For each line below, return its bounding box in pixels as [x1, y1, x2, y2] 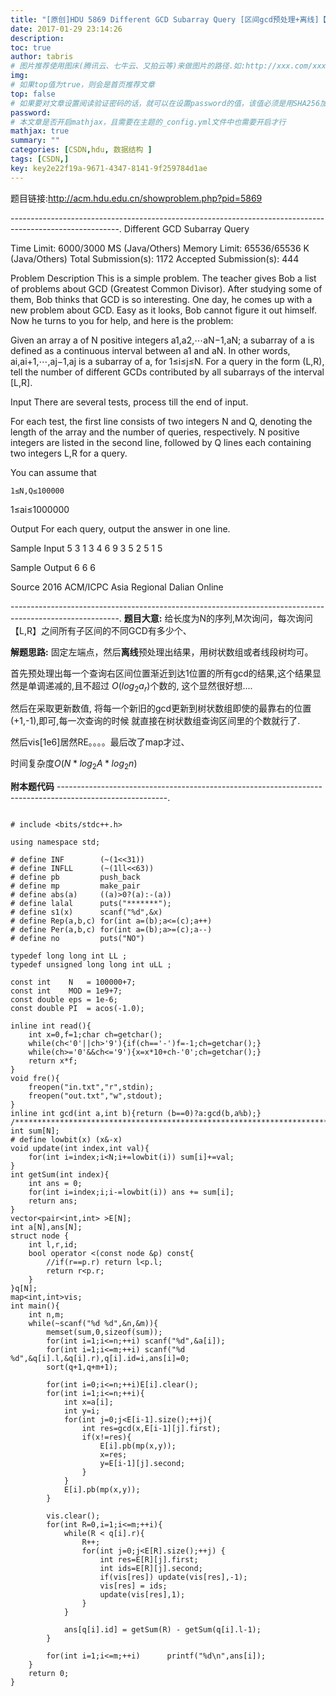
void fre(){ [10, 1074, 60, 1084]
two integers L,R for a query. [10, 447, 128, 459]
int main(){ [10, 1301, 60, 1311]
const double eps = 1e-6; [10, 995, 118, 1005]
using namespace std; [10, 837, 101, 848]
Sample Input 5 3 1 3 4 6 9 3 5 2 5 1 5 [10, 542, 163, 554]
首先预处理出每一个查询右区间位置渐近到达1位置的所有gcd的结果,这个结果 [10, 667, 313, 679]
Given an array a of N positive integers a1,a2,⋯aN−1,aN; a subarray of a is [10, 334, 315, 346]
